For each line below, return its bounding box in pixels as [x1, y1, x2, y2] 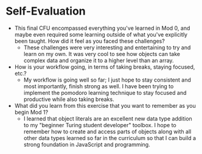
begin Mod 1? [14, 108, 49, 116]
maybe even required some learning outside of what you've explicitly [14, 30, 188, 38]
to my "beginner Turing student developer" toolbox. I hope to [23, 121, 177, 128]
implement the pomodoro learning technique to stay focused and [23, 89, 187, 96]
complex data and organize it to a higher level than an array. [23, 57, 174, 64]
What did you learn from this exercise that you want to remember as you [14, 102, 196, 109]
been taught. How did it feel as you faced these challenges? [14, 37, 165, 44]
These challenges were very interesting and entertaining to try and [23, 44, 191, 51]
